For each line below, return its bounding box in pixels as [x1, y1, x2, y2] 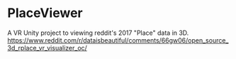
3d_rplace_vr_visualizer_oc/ [7, 43, 87, 52]
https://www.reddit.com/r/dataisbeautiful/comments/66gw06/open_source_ [7, 36, 229, 44]
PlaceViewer [7, 5, 83, 21]
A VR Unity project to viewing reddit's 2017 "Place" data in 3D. [7, 28, 189, 37]
